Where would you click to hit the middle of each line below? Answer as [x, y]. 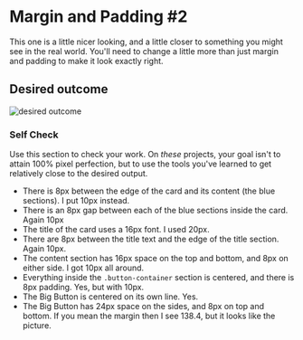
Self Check [34, 135]
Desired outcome [59, 89]
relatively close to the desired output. [79, 174]
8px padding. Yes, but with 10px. [83, 288]
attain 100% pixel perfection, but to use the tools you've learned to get [141, 164]
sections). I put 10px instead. [76, 201]
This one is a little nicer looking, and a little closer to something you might [146, 42]
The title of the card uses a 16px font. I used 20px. [116, 230]
